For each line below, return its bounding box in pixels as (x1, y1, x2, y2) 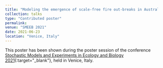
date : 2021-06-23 (5, 29, 40, 34)
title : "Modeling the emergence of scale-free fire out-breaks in (5, 7, 142, 12)
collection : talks (5, 12, 42, 16)
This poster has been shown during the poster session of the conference (5, 47, 151, 53)
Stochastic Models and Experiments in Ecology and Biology (5, 52, 124, 58)
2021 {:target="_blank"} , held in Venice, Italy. (5, 57, 94, 63)
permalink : (5, 20, 27, 26)
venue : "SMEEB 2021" (5, 25, 47, 30)
